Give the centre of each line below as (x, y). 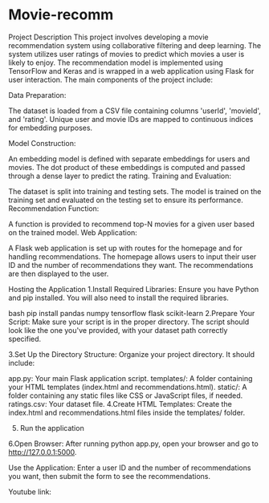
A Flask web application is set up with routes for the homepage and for (125, 248)
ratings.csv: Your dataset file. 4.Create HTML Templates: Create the (120, 404)
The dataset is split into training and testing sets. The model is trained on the (135, 191)
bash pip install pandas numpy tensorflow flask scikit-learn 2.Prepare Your (132, 313)
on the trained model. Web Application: (73, 232)
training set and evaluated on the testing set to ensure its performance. (126, 200)
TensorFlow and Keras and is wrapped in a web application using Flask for (131, 71)
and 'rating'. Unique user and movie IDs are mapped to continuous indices (131, 119)
